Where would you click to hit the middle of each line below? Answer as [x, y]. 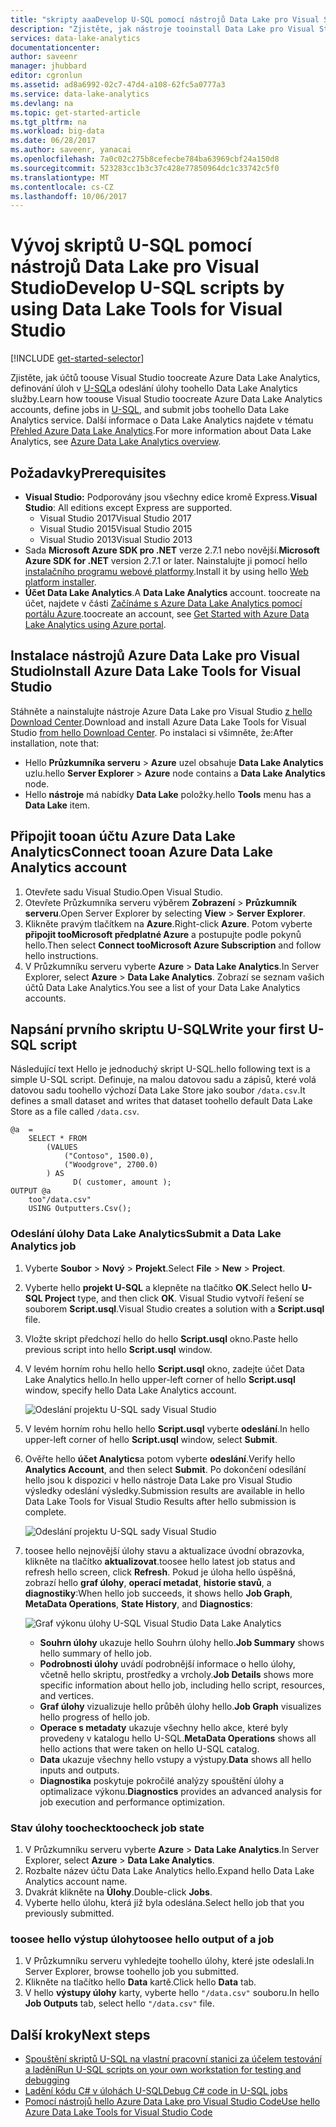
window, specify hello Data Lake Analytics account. [130, 1390]
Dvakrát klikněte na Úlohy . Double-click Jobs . [118, 1892]
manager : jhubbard [48, 66]
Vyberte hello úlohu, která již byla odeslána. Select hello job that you [164, 1903]
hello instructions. [61, 955]
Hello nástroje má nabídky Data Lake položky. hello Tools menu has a [168, 794]
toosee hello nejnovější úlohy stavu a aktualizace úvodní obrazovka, [164, 1550]
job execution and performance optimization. [132, 1802]
